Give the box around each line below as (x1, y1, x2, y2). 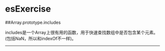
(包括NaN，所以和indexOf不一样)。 (5, 35, 76, 41)
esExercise (5, 3, 51, 15)
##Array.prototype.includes (5, 19, 61, 25)
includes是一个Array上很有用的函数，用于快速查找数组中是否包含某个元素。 (5, 29, 158, 35)
